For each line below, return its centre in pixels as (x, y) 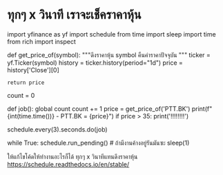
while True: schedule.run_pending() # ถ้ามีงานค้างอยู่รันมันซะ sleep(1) (98, 143)
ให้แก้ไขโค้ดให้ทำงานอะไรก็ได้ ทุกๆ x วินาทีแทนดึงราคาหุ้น (72, 156)
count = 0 (21, 95)
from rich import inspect (41, 41)
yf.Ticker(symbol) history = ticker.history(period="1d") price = (95, 63)
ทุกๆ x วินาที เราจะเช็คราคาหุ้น (74, 15)
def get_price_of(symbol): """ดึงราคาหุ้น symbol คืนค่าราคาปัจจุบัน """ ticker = (109, 54)
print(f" (202, 109)
